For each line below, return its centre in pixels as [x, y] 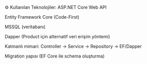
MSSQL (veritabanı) [25, 27]
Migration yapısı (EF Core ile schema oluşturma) [55, 56]
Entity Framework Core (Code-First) [42, 17]
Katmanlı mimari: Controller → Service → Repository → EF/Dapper [73, 46]
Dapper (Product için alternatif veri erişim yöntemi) [58, 37]
